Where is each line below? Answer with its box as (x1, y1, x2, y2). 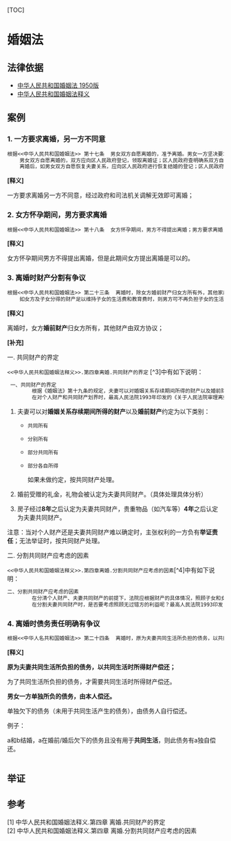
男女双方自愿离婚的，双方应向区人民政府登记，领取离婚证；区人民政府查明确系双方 (19, 156, 219, 164)
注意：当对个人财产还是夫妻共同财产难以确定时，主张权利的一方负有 (7, 528, 200, 536)
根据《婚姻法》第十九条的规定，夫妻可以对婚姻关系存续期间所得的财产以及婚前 (32, 387, 221, 395)
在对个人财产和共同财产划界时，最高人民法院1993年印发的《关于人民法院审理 (32, 394, 219, 401)
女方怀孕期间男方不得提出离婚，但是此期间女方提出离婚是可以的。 (7, 254, 194, 263)
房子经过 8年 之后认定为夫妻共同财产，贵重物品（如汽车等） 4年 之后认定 (16, 505, 219, 513)
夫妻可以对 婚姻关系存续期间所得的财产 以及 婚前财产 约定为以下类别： (16, 407, 210, 416)
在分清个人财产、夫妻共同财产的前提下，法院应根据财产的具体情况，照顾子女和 (32, 595, 221, 602)
